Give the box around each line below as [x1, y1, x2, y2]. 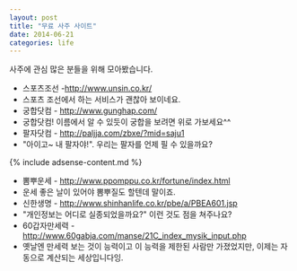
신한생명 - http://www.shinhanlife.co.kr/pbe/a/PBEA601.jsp [22, 198, 238, 209]
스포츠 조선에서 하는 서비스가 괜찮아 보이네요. [22, 94, 181, 105]
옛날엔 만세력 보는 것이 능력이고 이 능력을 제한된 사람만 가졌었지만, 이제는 [22, 241, 279, 252]
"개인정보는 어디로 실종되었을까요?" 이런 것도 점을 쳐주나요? [22, 209, 232, 220]
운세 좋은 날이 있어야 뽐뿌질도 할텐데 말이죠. [22, 187, 177, 197]
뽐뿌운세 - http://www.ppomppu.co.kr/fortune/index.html [22, 176, 231, 187]
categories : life [9, 38, 74, 48]
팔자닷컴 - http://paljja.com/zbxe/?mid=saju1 [22, 127, 185, 139]
